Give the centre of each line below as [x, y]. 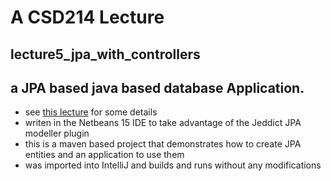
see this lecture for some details [91, 112]
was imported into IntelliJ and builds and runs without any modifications [173, 165]
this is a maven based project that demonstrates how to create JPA [163, 144]
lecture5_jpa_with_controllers [105, 54]
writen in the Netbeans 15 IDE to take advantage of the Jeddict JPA [163, 123]
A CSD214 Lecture [87, 17]
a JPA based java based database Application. [157, 87]
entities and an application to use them [104, 155]
